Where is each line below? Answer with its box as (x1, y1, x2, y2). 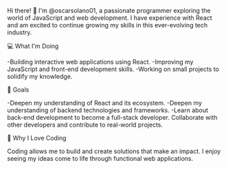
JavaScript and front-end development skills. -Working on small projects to (7, 65, 220, 73)
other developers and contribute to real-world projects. (7, 120, 163, 129)
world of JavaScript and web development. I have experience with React (7, 14, 213, 22)
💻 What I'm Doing (7, 42, 59, 50)
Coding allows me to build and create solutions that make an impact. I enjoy (7, 147, 221, 155)
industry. (7, 28, 32, 36)
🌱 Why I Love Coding (7, 134, 67, 142)
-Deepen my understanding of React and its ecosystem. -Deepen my (7, 99, 203, 107)
